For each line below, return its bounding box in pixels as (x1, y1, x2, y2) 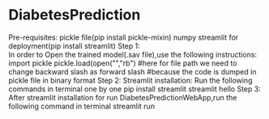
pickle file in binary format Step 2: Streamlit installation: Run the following (8, 75, 253, 85)
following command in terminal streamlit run (8, 101, 156, 111)
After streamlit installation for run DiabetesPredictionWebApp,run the (8, 92, 237, 102)
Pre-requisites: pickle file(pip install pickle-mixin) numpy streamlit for (8, 32, 239, 42)
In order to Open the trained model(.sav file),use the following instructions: (8, 49, 258, 59)
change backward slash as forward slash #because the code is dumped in (8, 66, 257, 76)
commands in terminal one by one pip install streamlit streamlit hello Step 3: (8, 83, 261, 94)
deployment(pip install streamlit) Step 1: (8, 40, 140, 50)
